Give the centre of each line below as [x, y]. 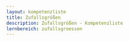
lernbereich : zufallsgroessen [45, 29]
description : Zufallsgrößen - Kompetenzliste [64, 23]
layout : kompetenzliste [36, 12]
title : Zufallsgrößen [34, 17]
